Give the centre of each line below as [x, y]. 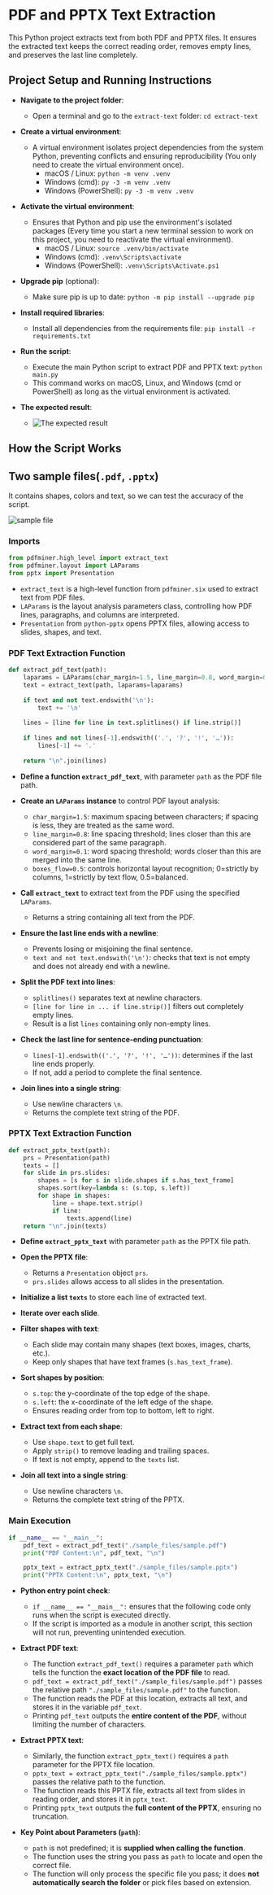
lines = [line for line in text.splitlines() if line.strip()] [132, 723]
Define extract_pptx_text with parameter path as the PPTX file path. [135, 1242]
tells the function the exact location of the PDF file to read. [131, 1673]
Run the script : [45, 351]
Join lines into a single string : [71, 1088]
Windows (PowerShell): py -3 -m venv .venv [119, 190]
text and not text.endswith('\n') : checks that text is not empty [141, 957]
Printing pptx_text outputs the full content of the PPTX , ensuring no [147, 1808]
